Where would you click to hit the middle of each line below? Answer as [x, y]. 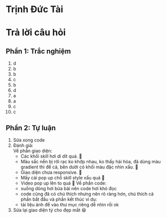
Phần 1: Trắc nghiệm [38, 51]
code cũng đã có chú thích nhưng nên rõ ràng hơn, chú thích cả [87, 194]
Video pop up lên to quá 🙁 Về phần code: [64, 183]
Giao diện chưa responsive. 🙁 [51, 172]
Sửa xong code [29, 140]
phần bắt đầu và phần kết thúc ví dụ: [59, 199]
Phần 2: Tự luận [31, 128]
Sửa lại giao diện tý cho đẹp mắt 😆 [50, 210]
